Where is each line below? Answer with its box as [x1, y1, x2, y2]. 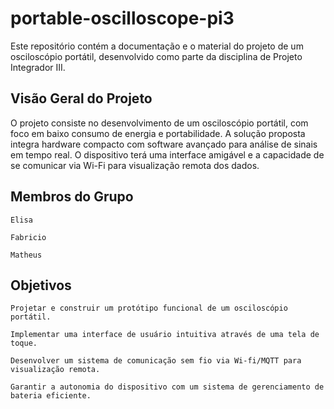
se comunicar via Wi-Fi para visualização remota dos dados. [10, 159, 260, 171]
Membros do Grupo [10, 188, 134, 206]
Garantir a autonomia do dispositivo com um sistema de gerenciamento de [10, 382, 325, 392]
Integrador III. [10, 61, 66, 73]
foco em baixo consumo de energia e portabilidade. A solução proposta [10, 127, 306, 139]
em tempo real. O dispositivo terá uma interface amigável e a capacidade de [10, 148, 325, 161]
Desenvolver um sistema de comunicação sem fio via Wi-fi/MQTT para [10, 356, 302, 366]
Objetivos [10, 277, 72, 294]
